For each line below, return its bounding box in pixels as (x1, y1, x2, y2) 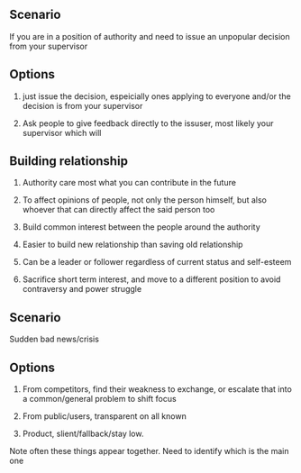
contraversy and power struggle (22, 284, 142, 295)
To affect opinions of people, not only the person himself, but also (22, 195, 268, 205)
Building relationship (9, 153, 129, 169)
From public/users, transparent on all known (22, 411, 187, 422)
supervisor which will (22, 127, 102, 138)
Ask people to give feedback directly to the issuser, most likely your (22, 117, 274, 129)
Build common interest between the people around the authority (22, 222, 261, 232)
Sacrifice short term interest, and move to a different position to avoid (22, 274, 281, 285)
